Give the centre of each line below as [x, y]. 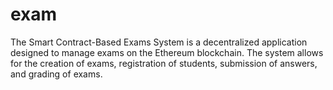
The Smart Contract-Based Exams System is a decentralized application [159, 42]
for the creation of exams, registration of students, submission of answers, [164, 63]
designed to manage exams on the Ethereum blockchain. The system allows [167, 52]
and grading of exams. [56, 74]
